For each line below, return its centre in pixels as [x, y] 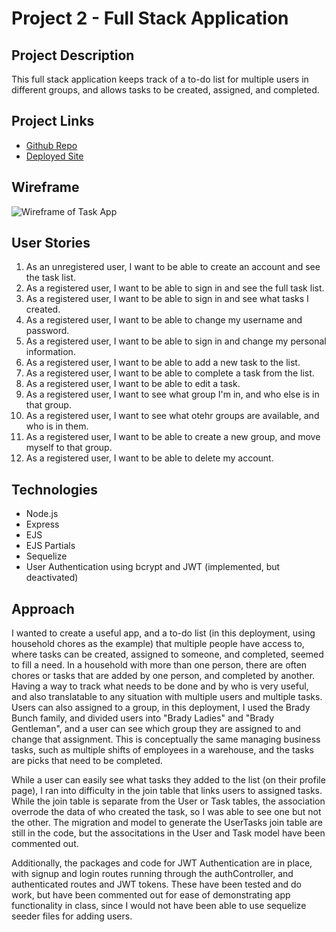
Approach [43, 608]
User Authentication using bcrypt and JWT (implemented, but [153, 567]
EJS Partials [50, 546]
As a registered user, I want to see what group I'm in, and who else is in [172, 394]
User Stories [51, 243]
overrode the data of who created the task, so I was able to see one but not [166, 812]
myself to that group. [69, 448]
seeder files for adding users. [72, 916]
